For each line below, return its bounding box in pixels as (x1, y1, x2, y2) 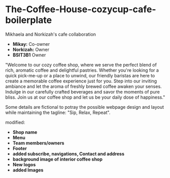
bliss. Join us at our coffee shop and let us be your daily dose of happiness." (5, 94, 165, 100)
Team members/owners (12, 140, 64, 146)
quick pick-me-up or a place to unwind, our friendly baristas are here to (5, 72, 155, 78)
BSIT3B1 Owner (12, 52, 46, 58)
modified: (5, 119, 25, 125)
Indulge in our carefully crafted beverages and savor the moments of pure (5, 88, 160, 95)
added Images (12, 167, 44, 173)
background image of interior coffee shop (12, 156, 103, 162)
